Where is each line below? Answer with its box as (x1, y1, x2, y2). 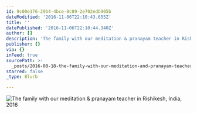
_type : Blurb (6, 74, 38, 80)
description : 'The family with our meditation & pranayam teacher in (6, 36, 180, 42)
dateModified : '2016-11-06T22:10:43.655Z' (6, 14, 111, 20)
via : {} (6, 47, 25, 53)
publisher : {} (6, 42, 41, 47)
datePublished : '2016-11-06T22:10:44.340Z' (6, 25, 114, 31)
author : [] (6, 30, 33, 36)
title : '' (6, 19, 30, 25)
